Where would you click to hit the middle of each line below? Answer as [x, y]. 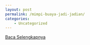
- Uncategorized [31, 23]
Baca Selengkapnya [25, 37]
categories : [17, 19]
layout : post [19, 10]
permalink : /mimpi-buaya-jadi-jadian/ [45, 14]
